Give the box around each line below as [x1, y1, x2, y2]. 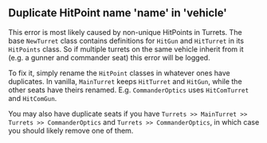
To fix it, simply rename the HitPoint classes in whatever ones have [8, 68, 230, 78]
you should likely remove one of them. [8, 126, 134, 135]
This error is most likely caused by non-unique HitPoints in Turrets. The [8, 27, 242, 37]
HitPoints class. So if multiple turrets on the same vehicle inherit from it [8, 44, 244, 54]
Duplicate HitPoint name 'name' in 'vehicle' [8, 6, 227, 20]
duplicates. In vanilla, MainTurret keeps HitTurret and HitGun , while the [8, 76, 242, 86]
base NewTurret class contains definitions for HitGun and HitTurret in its [8, 36, 245, 45]
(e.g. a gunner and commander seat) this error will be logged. [8, 52, 210, 62]
